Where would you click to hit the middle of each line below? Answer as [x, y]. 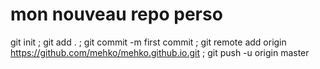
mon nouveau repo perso [116, 14]
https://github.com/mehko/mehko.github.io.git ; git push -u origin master [160, 52]
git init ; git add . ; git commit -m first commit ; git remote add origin [148, 42]
